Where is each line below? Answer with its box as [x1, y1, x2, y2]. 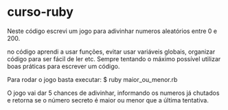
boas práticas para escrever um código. [7, 62, 120, 70]
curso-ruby [7, 4, 74, 20]
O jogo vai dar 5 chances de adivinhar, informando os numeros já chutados [7, 89, 220, 97]
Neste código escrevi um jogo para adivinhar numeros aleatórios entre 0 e [7, 27, 218, 35]
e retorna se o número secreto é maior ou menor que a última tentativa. [7, 96, 209, 104]
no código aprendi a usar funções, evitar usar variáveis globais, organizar [7, 47, 216, 56]
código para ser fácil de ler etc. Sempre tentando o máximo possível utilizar [7, 54, 221, 63]
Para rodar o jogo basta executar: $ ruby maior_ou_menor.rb [7, 75, 178, 83]
